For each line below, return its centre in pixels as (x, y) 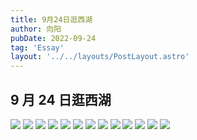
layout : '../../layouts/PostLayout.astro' (100, 57)
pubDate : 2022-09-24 (53, 38)
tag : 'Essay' (37, 47)
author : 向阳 (36, 29)
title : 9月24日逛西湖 (51, 19)
